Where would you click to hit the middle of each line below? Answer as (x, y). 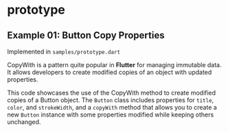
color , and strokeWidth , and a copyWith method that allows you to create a (112, 107)
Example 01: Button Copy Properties (86, 35)
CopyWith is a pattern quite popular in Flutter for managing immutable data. (114, 65)
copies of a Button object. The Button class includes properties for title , (111, 100)
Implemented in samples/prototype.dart (64, 51)
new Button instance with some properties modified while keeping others (111, 114)
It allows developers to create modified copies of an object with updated (110, 72)
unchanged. (24, 122)
